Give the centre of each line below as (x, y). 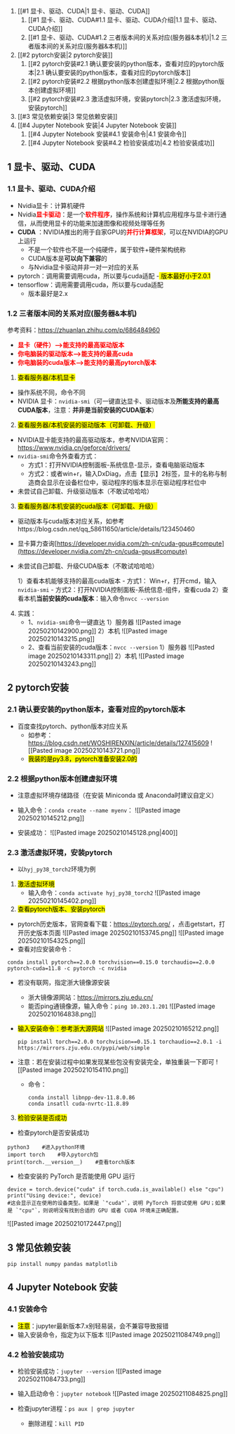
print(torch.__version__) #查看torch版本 (71, 1163)
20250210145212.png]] (51, 818)
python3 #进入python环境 (46, 1148)
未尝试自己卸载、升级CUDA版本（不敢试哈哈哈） (88, 566)
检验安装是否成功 (42, 1118)
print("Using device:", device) (54, 1196)
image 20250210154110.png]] (86, 1070)
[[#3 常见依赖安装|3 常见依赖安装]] (67, 116)
